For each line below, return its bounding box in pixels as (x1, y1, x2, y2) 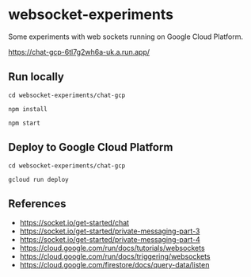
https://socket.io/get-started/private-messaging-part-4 (19, 235, 200, 244)
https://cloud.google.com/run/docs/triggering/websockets (19, 252, 211, 261)
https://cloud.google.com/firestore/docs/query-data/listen (19, 260, 210, 270)
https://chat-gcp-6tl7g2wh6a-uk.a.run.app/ (8, 47, 150, 56)
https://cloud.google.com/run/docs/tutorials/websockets (19, 244, 205, 253)
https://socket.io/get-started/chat (19, 218, 129, 228)
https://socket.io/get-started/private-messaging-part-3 (19, 226, 200, 236)
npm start (8, 119, 41, 127)
